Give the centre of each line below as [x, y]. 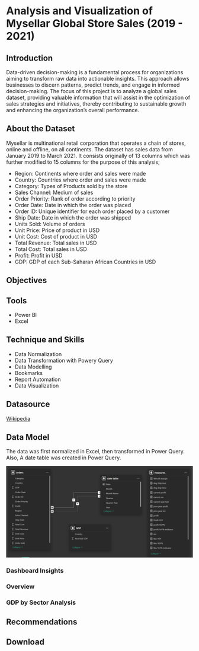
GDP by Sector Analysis [41, 602]
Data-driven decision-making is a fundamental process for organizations [95, 72]
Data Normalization [38, 354]
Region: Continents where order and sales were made [80, 173]
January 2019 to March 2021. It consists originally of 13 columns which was [98, 155]
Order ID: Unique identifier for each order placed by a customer [92, 211]
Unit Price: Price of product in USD [57, 230]
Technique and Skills [45, 340]
